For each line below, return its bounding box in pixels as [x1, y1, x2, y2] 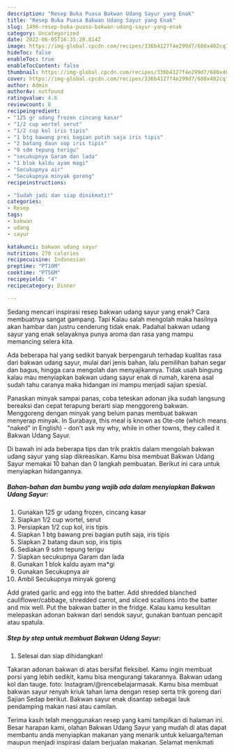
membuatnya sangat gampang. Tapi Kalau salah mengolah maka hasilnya [7, 315, 218, 323]
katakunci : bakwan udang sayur [7, 243, 98, 250]
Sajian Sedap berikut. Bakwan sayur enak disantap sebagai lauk [7, 694, 190, 703]
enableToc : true [7, 56, 54, 63]
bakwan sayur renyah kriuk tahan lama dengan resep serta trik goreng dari [7, 687, 221, 696]
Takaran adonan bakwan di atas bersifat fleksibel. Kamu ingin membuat [7, 665, 212, 673]
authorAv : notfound [7, 88, 64, 95]
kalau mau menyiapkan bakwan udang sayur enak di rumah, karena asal [7, 373, 214, 381]
